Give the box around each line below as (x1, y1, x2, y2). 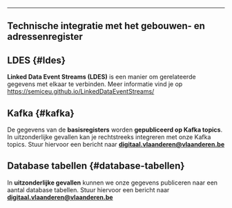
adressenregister (7, 31, 83, 43)
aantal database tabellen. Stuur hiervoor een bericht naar (7, 185, 170, 194)
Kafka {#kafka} (7, 107, 75, 119)
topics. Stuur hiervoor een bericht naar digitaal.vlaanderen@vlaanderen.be (7, 141, 225, 149)
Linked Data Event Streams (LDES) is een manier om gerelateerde (7, 73, 196, 81)
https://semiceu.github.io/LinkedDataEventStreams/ (7, 87, 155, 96)
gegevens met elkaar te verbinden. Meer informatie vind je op (7, 80, 183, 88)
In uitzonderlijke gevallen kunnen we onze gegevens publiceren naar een (7, 178, 218, 187)
